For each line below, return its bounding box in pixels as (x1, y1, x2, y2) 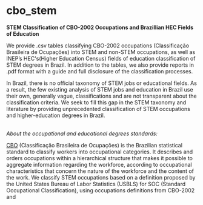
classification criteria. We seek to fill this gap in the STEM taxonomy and (6, 98, 187, 106)
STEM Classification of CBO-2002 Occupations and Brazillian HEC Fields (6, 24, 194, 31)
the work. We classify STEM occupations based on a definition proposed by (6, 173, 196, 181)
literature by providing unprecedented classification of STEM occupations (6, 105, 191, 112)
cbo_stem (6, 4, 57, 18)
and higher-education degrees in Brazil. (6, 112, 105, 119)
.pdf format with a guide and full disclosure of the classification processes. (6, 67, 193, 75)
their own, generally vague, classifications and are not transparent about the (6, 92, 197, 99)
